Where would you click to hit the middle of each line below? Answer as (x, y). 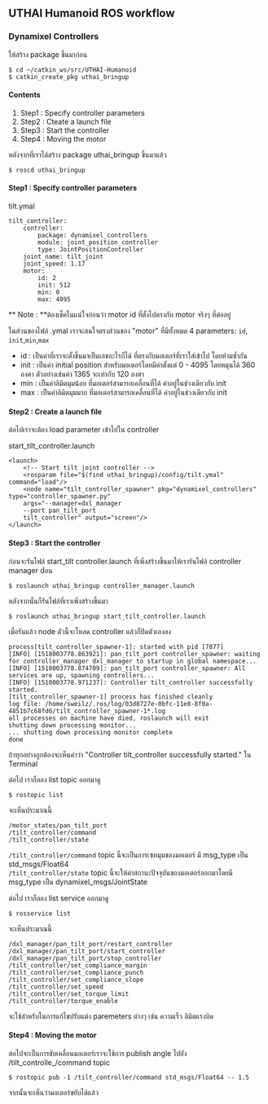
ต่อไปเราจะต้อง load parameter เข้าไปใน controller (84, 430)
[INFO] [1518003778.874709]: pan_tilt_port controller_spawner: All (127, 668)
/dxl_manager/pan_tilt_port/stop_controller (85, 958)
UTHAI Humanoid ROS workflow (92, 13)
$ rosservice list (40, 913)
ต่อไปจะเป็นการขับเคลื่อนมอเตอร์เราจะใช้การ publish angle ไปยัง (98, 1053)
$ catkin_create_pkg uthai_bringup (69, 77)
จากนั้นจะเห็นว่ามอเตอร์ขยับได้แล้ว (54, 1092)
